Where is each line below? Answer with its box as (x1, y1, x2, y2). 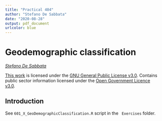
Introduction (5, 97, 44, 106)
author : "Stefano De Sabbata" (5, 12, 67, 17)
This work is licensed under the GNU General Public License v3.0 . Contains (5, 72, 158, 79)
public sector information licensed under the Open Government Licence (5, 78, 151, 84)
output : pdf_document (5, 21, 50, 26)
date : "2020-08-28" (5, 16, 45, 21)
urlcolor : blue (5, 26, 36, 30)
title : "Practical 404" (5, 7, 54, 12)
